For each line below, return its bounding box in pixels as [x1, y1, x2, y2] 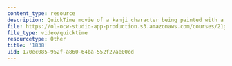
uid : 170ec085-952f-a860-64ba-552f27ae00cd [7, 49, 135, 56]
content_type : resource [7, 10, 76, 17]
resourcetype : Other [7, 36, 67, 43]
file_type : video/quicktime [7, 29, 88, 36]
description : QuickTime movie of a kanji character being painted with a [7, 16, 224, 23]
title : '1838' [7, 42, 48, 49]
